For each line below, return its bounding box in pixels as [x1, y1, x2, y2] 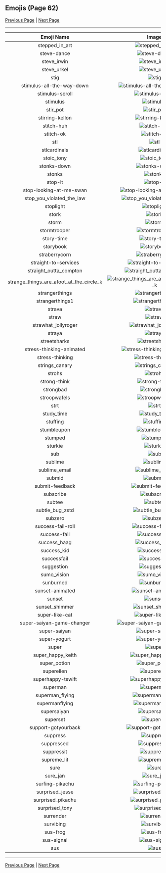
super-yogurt [39, 635, 71, 642]
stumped [44, 434, 66, 441]
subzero [45, 514, 65, 521]
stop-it [46, 178, 63, 185]
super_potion [39, 660, 71, 667]
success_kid [40, 547, 70, 554]
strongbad [42, 386, 67, 393]
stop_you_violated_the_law [24, 195, 85, 202]
